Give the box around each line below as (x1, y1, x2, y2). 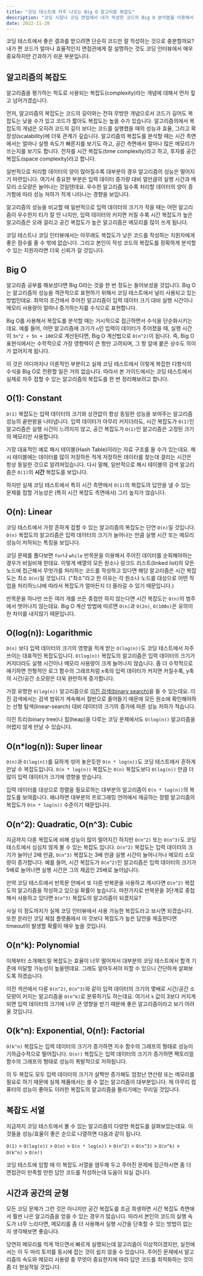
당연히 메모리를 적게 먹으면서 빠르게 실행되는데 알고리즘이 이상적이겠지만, (6, 1241, 179, 1248)
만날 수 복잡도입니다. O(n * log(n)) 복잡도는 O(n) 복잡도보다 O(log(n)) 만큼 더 (6, 765, 195, 773)
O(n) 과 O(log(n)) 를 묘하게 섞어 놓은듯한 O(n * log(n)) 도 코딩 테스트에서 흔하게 (6, 758, 196, 765)
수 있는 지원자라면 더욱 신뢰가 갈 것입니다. (6, 246, 105, 254)
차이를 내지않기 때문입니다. (12, 610, 76, 617)
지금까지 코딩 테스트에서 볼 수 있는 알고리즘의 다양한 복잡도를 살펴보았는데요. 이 (6, 1122, 193, 1129)
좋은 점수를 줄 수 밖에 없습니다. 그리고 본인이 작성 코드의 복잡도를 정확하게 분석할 (6, 239, 196, 246)
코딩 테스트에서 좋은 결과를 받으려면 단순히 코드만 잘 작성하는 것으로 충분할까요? (6, 38, 195, 45)
